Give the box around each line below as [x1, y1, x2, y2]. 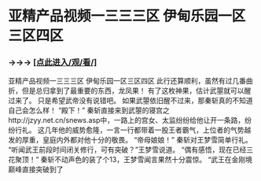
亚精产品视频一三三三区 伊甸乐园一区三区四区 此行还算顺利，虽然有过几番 [8, 76, 246, 86]
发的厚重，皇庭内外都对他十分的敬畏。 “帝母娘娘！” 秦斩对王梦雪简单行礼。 [8, 135, 253, 145]
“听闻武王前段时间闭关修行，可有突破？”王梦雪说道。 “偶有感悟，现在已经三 [8, 145, 254, 154]
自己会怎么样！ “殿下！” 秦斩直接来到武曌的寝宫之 [8, 105, 171, 115]
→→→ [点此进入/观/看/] [8, 57, 97, 68]
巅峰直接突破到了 [8, 164, 64, 174]
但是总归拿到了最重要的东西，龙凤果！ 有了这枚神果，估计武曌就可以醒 [21, 86, 252, 95]
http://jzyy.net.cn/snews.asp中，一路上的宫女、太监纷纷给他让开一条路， [8, 116, 245, 125]
